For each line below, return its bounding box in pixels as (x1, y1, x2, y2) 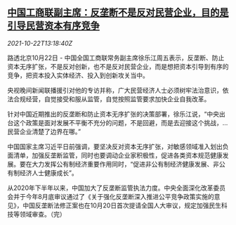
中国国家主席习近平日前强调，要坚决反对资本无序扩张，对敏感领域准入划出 (7, 142, 223, 150)
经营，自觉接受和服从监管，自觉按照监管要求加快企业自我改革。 (25, 94, 211, 103)
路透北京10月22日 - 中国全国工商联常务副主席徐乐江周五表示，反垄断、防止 (7, 53, 225, 62)
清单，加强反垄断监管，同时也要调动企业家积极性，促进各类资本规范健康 (13, 150, 223, 160)
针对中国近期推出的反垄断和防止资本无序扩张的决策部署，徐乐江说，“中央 (7, 110, 220, 118)
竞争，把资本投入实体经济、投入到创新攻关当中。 (7, 71, 149, 79)
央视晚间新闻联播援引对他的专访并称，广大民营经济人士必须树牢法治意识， (7, 86, 223, 94)
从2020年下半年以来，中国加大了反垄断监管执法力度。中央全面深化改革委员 (7, 184, 226, 192)
